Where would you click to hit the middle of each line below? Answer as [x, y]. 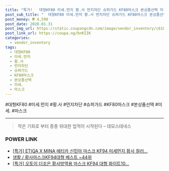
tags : [11, 47]
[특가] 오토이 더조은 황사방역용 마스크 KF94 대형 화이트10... [71, 163]
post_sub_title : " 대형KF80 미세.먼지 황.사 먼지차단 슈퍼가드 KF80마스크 [76, 15]
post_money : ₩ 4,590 [27, 19]
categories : [18, 38]
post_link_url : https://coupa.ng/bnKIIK [48, 33]
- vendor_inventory [30, 43]
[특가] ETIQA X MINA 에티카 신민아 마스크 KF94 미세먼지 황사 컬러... [80, 151]
